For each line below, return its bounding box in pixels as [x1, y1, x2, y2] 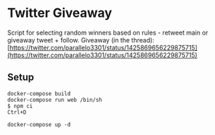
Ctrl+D [7, 108, 27, 116]
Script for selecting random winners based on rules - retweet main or [7, 28, 209, 37]
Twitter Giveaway [7, 5, 113, 21]
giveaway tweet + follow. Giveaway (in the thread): [7, 35, 155, 44]
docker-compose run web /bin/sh [7, 96, 102, 103]
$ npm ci [7, 102, 33, 110]
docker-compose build [7, 90, 71, 97]
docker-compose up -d [7, 121, 71, 128]
